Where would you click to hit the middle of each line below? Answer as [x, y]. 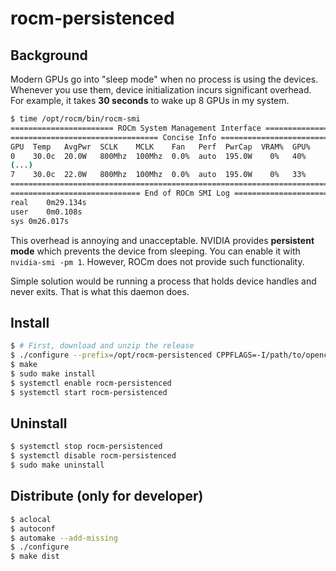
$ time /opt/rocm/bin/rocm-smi [75, 119]
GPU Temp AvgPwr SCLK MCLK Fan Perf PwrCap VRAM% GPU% [160, 147]
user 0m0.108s [46, 212]
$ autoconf [33, 528]
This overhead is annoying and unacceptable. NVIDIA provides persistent [162, 240]
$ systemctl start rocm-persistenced [89, 392]
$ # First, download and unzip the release [102, 346]
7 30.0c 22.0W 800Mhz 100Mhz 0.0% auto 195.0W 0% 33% [158, 175]
